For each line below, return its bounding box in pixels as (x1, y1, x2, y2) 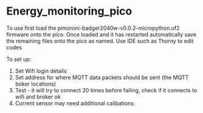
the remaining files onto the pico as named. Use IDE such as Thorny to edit (6, 37, 194, 44)
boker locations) (15, 80, 57, 87)
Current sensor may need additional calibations (15, 99, 134, 107)
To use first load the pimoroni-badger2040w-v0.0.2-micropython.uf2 (6, 24, 181, 32)
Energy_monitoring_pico (6, 4, 132, 18)
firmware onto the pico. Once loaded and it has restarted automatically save (6, 30, 196, 38)
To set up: (6, 55, 32, 63)
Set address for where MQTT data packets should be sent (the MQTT (15, 74, 189, 81)
